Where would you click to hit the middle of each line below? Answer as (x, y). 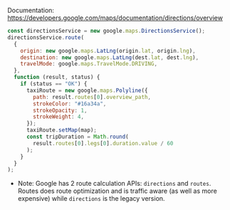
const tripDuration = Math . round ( (78, 137)
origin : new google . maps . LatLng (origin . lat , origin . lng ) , (108, 51)
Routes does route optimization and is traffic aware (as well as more (117, 191)
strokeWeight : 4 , (58, 117)
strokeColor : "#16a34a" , (70, 104)
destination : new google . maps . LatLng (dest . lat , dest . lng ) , (110, 57)
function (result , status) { (57, 78)
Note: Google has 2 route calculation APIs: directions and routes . (114, 184)
